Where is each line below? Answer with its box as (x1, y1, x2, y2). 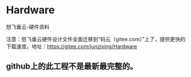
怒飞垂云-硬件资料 (6, 23, 50, 30)
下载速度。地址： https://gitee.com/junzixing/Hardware (6, 43, 137, 50)
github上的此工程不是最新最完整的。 (6, 61, 138, 71)
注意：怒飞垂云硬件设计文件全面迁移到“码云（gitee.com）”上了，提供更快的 (6, 35, 186, 42)
